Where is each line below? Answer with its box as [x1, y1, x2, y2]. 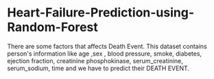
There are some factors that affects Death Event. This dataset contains [7, 42, 207, 50]
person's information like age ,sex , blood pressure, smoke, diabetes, [7, 49, 202, 58]
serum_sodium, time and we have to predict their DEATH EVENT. [7, 64, 190, 72]
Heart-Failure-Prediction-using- [7, 5, 195, 21]
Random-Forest [7, 19, 98, 35]
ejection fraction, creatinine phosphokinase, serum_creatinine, [7, 56, 184, 65]
